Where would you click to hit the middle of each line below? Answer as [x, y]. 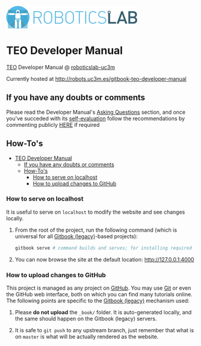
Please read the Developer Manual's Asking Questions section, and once [96, 112]
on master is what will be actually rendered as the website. [87, 337]
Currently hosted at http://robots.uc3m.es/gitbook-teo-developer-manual [96, 78]
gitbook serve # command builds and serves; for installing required [103, 248]
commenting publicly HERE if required [53, 125]
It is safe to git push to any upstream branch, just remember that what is [104, 330]
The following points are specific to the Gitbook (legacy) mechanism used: [98, 301]
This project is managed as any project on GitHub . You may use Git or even [99, 288]
